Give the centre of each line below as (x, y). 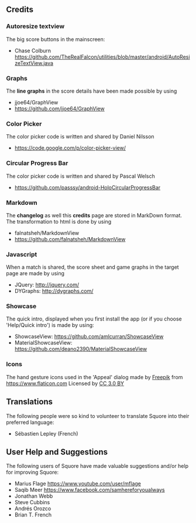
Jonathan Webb (34, 496)
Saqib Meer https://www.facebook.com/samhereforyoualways (90, 490)
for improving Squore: (32, 473)
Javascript (22, 254)
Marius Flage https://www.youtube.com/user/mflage (78, 484)
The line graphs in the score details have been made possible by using (92, 91)
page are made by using (35, 274)
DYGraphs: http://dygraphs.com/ (54, 291)
